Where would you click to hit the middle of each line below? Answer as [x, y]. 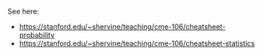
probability [37, 35]
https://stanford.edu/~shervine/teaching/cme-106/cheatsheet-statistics [137, 43]
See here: [23, 11]
